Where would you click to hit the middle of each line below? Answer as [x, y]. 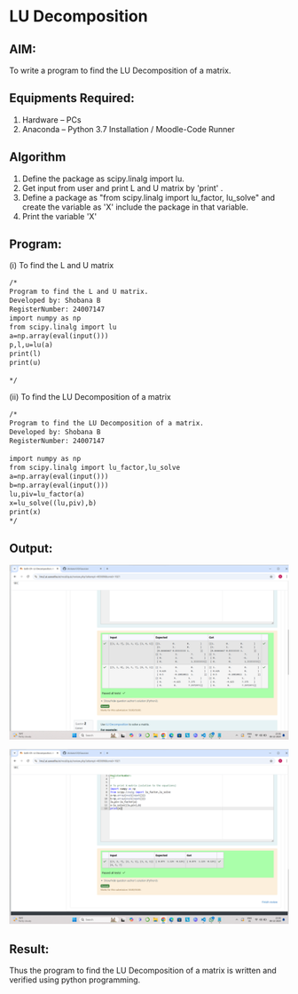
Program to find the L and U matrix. [79, 292]
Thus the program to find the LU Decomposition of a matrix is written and [143, 971]
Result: [29, 949]
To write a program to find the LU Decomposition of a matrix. [120, 70]
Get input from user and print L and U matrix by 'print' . [122, 187]
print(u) [25, 363]
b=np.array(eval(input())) [59, 486]
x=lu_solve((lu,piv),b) [53, 504]
